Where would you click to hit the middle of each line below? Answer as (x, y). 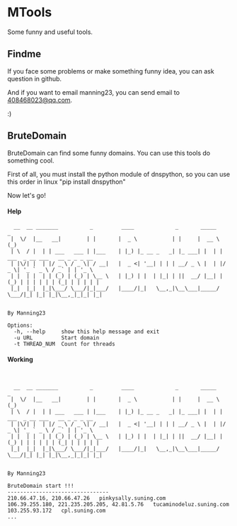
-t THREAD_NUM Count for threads (64, 344)
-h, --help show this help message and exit (87, 332)
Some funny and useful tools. (50, 32)
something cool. (31, 160)
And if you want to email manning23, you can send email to (94, 92)
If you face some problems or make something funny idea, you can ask (111, 71)
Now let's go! (27, 195)
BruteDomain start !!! (41, 486)
